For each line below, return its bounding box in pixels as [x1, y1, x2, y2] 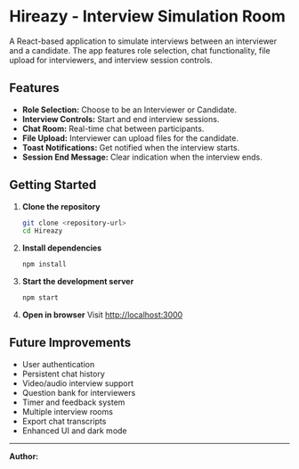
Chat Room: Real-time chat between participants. [21, 123, 205, 134]
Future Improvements [9, 335, 132, 350]
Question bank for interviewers [21, 387, 136, 398]
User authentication [21, 358, 95, 369]
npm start [21, 293, 60, 302]
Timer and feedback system [21, 397, 125, 407]
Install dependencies [21, 243, 102, 253]
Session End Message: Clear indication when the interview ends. [21, 152, 263, 162]
